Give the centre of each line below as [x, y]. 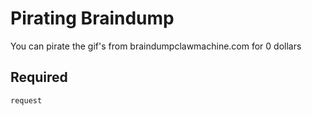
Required [39, 77]
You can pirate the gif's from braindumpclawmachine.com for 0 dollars [156, 46]
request [26, 100]
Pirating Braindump [92, 18]
